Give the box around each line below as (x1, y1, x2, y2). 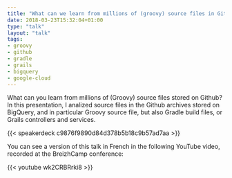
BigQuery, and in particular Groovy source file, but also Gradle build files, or (7, 108, 223, 116)
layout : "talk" (7, 29, 51, 37)
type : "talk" (7, 23, 45, 30)
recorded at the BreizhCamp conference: (7, 150, 124, 158)
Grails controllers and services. (7, 116, 96, 124)
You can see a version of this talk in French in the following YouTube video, (7, 143, 220, 151)
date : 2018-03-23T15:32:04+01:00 (7, 17, 104, 24)
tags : (7, 36, 23, 43)
